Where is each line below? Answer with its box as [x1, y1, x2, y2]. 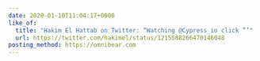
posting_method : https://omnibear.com [8, 41, 136, 49]
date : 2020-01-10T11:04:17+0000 [8, 11, 115, 20]
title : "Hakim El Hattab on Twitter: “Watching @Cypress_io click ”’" [15, 26, 254, 34]
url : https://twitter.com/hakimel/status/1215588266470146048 [15, 33, 225, 42]
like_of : [8, 19, 37, 27]
